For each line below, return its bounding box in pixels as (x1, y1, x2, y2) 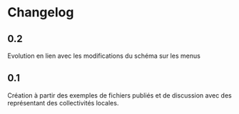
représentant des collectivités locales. (7, 98, 119, 107)
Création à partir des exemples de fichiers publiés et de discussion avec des (7, 90, 232, 100)
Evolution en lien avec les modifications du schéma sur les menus (7, 51, 201, 60)
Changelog (7, 4, 74, 21)
